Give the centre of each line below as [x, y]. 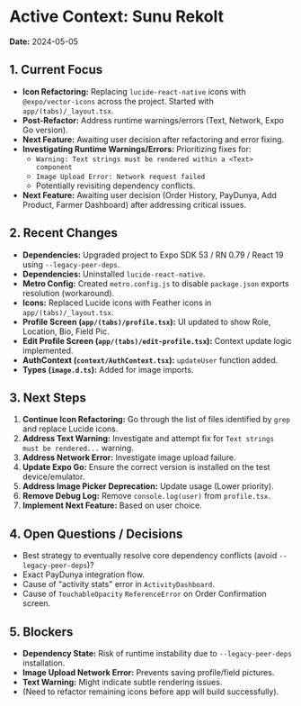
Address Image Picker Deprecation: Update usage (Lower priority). [148, 486]
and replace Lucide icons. [70, 429]
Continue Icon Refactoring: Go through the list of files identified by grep [156, 420]
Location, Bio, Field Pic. [66, 331]
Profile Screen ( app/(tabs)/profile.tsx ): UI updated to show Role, [146, 321]
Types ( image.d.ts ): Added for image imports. [108, 369]
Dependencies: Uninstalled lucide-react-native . [114, 274]
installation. [44, 663]
